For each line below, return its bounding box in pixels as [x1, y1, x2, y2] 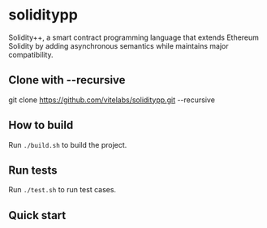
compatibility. [8, 49, 54, 59]
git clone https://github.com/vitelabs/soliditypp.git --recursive [8, 95, 215, 105]
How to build [8, 118, 74, 132]
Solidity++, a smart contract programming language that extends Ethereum [8, 32, 260, 42]
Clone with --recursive [8, 73, 126, 87]
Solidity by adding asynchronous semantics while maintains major [8, 41, 229, 50]
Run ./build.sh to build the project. [8, 140, 127, 149]
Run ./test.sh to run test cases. [8, 185, 116, 195]
